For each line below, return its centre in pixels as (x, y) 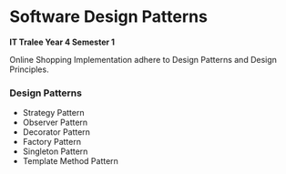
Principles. (29, 69)
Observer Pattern (55, 123)
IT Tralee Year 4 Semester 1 (62, 42)
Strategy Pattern (53, 113)
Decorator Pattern (56, 132)
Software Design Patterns (108, 17)
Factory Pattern (52, 142)
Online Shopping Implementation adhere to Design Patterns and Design (143, 59)
